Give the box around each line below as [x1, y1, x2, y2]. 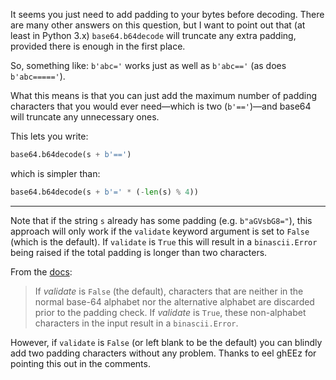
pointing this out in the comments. [10, 357, 151, 369]
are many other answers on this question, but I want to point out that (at [10, 19, 306, 31]
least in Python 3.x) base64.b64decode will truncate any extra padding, [10, 30, 297, 41]
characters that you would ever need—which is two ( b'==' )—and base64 [10, 100, 312, 112]
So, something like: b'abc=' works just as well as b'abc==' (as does [10, 60, 287, 71]
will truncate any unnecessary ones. [10, 111, 160, 123]
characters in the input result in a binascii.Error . [34, 317, 239, 329]
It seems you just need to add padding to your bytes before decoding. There [10, 9, 325, 20]
